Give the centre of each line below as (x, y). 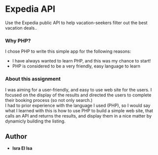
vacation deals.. (21, 28)
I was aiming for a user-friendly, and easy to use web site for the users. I (79, 90)
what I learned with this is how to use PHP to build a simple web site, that (79, 110)
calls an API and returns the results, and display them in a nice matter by (78, 116)
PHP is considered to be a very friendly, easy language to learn (76, 66)
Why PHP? (18, 40)
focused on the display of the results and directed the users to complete (78, 95)
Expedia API (30, 9)
